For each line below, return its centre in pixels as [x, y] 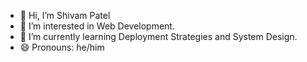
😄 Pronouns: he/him [62, 47]
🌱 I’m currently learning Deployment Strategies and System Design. [158, 36]
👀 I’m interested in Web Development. [97, 26]
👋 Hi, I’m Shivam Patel [65, 15]
